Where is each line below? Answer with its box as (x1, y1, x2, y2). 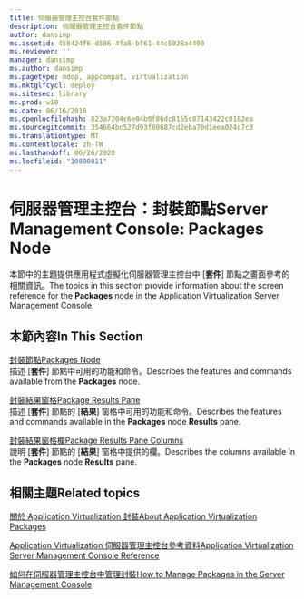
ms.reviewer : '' (9, 47, 71, 56)
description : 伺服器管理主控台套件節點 (9, 22, 143, 31)
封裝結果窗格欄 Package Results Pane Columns (9, 435, 184, 446)
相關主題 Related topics (9, 485, 141, 500)
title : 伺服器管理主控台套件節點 (9, 13, 120, 23)
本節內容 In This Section (9, 329, 143, 344)
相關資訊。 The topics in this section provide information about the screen (9, 280, 284, 291)
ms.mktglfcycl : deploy (9, 81, 95, 90)
